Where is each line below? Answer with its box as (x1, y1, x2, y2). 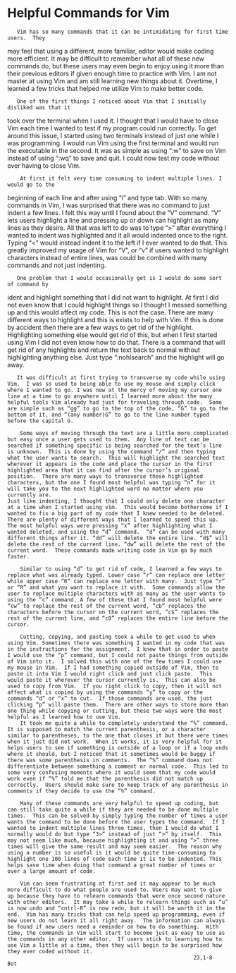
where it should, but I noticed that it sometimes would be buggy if (7, 750, 216, 757)
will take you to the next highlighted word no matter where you (7, 485, 203, 492)
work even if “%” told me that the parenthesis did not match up (7, 775, 203, 782)
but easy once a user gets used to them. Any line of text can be (7, 436, 210, 443)
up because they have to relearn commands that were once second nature (7, 892, 225, 900)
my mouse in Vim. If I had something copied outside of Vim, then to (7, 664, 219, 671)
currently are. (7, 491, 52, 498)
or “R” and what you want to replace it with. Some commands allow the (7, 584, 225, 591)
